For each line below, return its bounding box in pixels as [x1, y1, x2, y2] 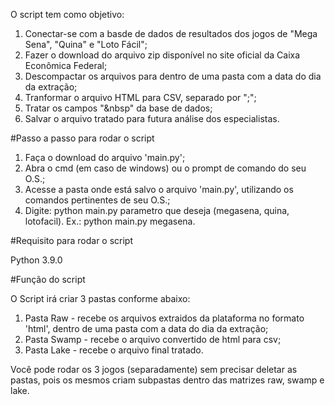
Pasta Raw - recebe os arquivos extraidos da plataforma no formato [24, 312, 305, 324]
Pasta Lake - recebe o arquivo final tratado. [24, 344, 204, 356]
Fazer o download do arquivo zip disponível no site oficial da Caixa [24, 49, 301, 61]
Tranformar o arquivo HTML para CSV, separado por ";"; [24, 92, 257, 103]
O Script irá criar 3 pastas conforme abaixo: [10, 293, 191, 304]
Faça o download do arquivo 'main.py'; [24, 152, 186, 163]
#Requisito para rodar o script [10, 235, 134, 246]
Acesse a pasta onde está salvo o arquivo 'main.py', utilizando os [24, 184, 294, 195]
